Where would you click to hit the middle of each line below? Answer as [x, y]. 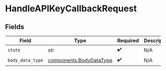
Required [128, 41]
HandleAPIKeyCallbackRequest [71, 9]
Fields [15, 27]
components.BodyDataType [80, 60]
